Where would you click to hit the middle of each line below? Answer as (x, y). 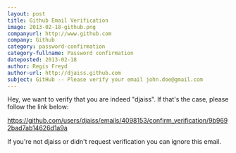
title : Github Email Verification (58, 20)
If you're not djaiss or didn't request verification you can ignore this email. (114, 142)
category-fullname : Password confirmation (70, 54)
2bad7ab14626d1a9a (38, 128)
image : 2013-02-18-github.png (52, 27)
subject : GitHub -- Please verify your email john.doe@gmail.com (105, 79)
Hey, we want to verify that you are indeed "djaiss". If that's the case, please (118, 99)
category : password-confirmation (56, 47)
